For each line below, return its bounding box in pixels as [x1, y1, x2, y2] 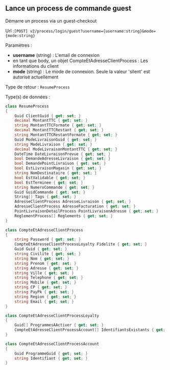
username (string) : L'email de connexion [12, 52, 100, 58]
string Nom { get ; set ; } [14, 256, 70, 261]
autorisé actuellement [12, 74, 59, 80]
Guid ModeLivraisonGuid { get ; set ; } [14, 137, 97, 142]
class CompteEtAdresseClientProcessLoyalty [5, 313, 100, 318]
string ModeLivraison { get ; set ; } [14, 142, 93, 147]
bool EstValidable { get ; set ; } [14, 175, 86, 180]
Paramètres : [5, 42, 32, 48]
